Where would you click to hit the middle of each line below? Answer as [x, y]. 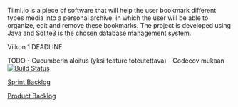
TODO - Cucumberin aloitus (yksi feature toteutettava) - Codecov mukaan [116, 61]
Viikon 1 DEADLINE [35, 47]
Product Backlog [32, 96]
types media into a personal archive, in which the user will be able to [108, 18]
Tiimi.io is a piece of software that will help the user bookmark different [112, 10]
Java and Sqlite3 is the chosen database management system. [99, 33]
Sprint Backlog [29, 82]
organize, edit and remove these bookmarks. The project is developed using [119, 25]
